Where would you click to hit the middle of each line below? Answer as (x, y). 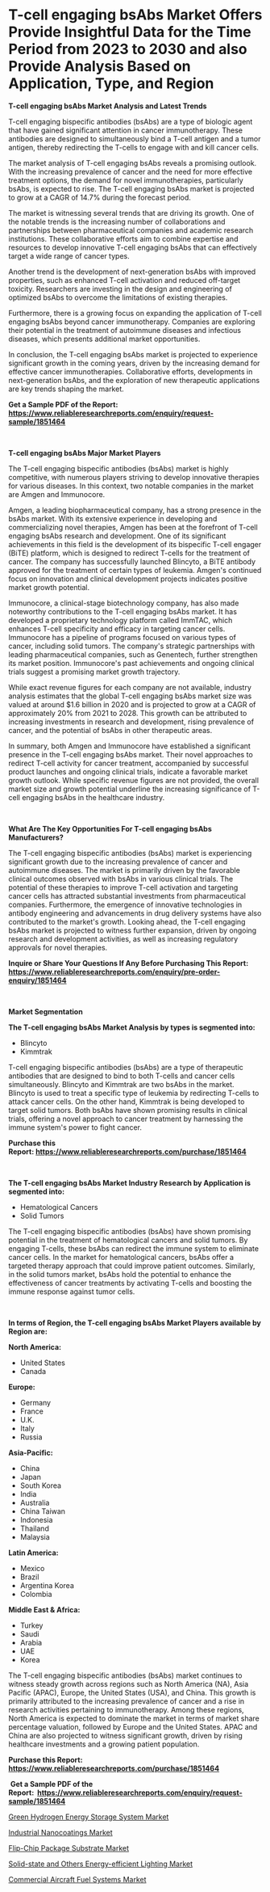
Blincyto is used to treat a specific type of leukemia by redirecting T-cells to (134, 1093)
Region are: (28, 1331)
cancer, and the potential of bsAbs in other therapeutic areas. (110, 730)
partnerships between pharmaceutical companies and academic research (131, 230)
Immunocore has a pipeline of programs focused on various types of (122, 637)
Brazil (29, 1577)
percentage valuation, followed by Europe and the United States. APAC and (133, 1726)
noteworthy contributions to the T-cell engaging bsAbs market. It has (123, 611)
